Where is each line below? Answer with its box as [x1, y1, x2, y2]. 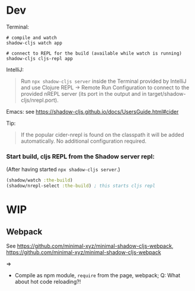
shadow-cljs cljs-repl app [6, 55, 73, 61]
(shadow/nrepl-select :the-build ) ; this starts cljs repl [6, 183, 156, 189]
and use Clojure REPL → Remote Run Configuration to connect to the [20, 84, 190, 91]
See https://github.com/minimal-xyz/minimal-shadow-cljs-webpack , [6, 242, 174, 249]
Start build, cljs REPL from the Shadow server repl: [6, 152, 155, 161]
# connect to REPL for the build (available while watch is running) [6, 50, 183, 57]
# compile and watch [6, 35, 58, 40]
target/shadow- [147, 90, 186, 97]
